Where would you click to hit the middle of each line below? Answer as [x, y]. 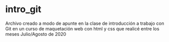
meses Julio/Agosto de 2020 [36, 34]
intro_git [24, 9]
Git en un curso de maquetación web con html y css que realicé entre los [82, 28]
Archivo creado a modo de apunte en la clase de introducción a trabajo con [85, 23]
